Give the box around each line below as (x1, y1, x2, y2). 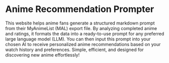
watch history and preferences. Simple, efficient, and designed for (5, 46, 144, 52)
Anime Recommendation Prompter (5, 3, 154, 15)
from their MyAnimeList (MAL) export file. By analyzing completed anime (5, 25, 157, 31)
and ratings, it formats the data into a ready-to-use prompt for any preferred (5, 30, 164, 36)
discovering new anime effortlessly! (5, 51, 80, 58)
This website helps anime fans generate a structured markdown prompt (5, 20, 155, 26)
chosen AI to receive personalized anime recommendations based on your (5, 41, 161, 47)
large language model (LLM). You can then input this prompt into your (5, 36, 151, 42)
